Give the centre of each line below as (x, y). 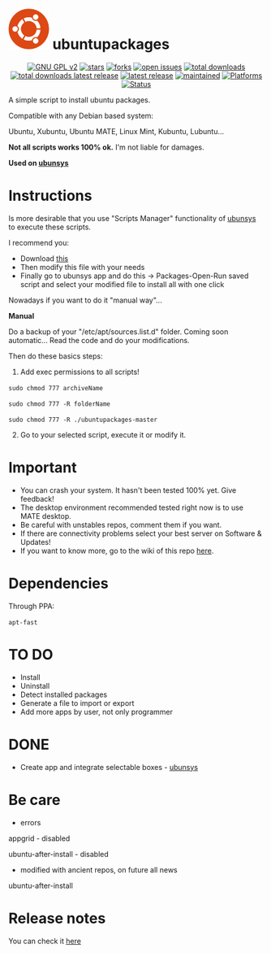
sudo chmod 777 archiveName (56, 388)
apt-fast (23, 622)
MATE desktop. (45, 516)
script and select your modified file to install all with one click (122, 284)
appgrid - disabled (39, 838)
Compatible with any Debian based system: (81, 115)
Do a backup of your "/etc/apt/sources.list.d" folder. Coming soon (118, 331)
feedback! (37, 498)
